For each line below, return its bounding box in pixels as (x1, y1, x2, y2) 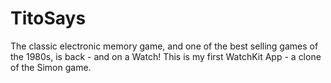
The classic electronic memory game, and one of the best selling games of (10, 40, 319, 52)
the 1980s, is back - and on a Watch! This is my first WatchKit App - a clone (10, 50, 322, 62)
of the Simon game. (10, 61, 92, 73)
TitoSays (10, 7, 87, 30)
